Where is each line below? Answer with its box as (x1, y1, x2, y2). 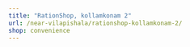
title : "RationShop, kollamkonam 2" (8, 11, 132, 20)
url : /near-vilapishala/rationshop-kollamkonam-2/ (8, 19, 183, 27)
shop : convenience (8, 26, 70, 34)
